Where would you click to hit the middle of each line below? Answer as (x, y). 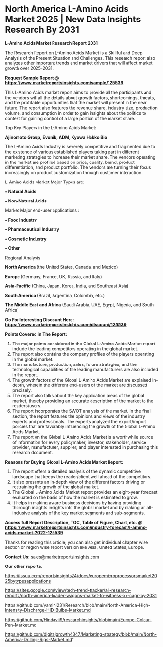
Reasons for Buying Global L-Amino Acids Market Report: (64, 462)
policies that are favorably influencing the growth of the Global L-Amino (84, 426)
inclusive (21, 513)
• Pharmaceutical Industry (32, 229)
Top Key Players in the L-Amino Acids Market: (51, 127)
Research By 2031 (42, 30)
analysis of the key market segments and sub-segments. (88, 513)
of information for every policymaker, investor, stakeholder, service (79, 442)
